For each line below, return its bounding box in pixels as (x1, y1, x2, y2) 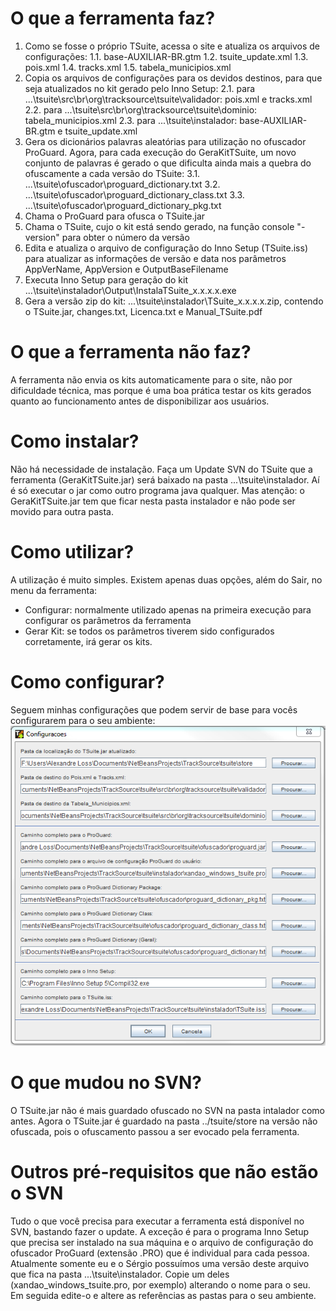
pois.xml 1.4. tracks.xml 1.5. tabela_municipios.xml (24, 61, 232, 73)
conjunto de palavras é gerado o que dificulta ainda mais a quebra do (24, 157, 312, 169)
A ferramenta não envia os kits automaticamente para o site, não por (10, 373, 293, 386)
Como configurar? (10, 670, 165, 693)
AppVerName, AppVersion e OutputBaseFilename (24, 263, 229, 275)
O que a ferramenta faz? (10, 7, 216, 30)
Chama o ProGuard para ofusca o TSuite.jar (24, 210, 206, 222)
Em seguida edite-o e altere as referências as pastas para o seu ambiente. (10, 1289, 317, 1301)
